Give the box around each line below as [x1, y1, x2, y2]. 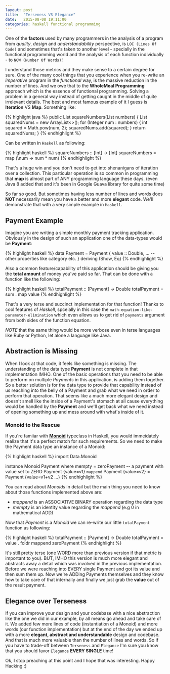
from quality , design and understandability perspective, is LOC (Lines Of [5, 41, 157, 47]
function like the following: [5, 276, 61, 282]
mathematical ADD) [12, 510, 54, 516]
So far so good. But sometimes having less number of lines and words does [5, 191, 163, 197]
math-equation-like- [109, 307, 153, 312]
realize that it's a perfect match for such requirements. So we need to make [5, 438, 163, 444]
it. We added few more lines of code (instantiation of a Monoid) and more [5, 620, 158, 627]
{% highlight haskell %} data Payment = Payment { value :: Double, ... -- [5, 250, 155, 256]
